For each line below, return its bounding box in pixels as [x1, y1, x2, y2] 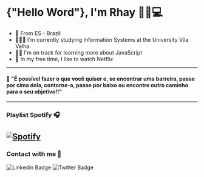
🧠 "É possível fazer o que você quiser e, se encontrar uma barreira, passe [6, 75, 195, 82]
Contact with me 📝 [6, 150, 62, 158]
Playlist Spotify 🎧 [6, 111, 61, 119]
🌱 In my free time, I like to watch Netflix [15, 55, 114, 62]
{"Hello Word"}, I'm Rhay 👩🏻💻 [6, 5, 163, 19]
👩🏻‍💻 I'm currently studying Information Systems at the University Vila [15, 36, 189, 43]
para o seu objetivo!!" [6, 88, 63, 95]
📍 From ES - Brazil [15, 29, 61, 37]
